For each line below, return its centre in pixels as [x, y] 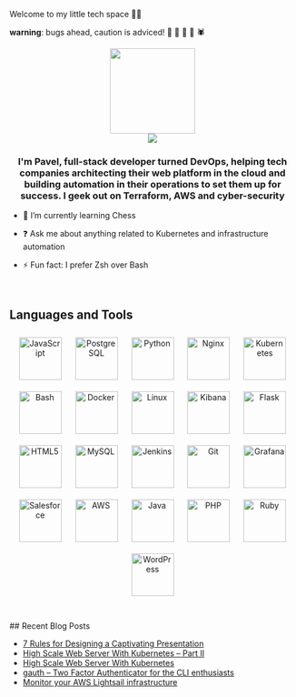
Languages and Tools [71, 314]
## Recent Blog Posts [50, 626]
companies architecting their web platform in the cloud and [153, 173]
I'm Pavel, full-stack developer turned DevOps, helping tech [153, 161]
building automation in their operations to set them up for [153, 184]
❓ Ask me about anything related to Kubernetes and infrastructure [146, 234]
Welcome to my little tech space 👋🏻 [76, 14]
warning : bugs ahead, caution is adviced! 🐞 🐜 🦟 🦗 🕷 [107, 32]
